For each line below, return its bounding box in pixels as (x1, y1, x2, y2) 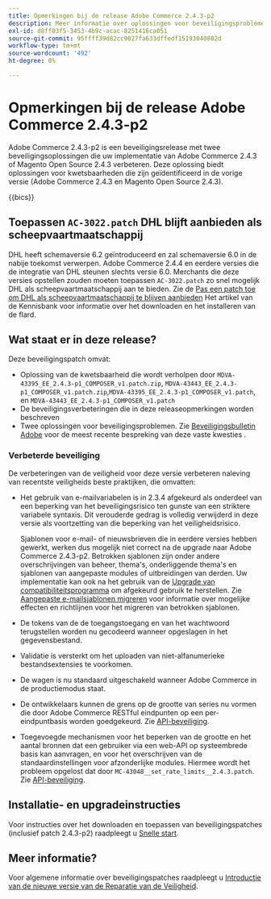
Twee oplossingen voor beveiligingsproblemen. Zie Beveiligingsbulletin (19, 421, 256, 431)
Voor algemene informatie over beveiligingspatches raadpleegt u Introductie (8, 872, 261, 883)
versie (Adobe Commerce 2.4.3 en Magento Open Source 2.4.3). (8, 177, 223, 186)
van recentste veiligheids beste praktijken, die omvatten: (8, 477, 196, 486)
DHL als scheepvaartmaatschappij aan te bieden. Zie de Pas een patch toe (8, 284, 256, 293)
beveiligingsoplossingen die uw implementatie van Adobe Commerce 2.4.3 (8, 151, 257, 160)
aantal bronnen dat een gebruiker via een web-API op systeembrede (19, 740, 248, 750)
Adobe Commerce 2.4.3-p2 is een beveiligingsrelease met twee (8, 142, 221, 152)
